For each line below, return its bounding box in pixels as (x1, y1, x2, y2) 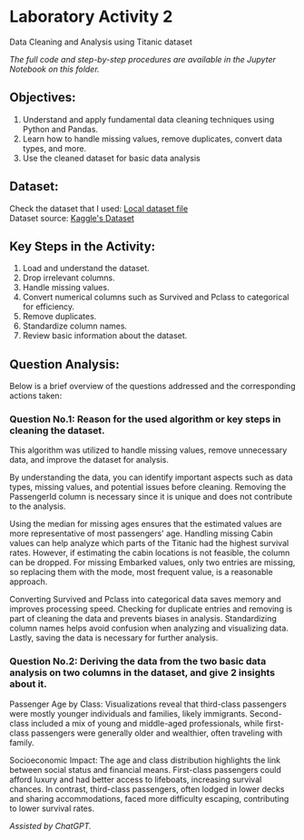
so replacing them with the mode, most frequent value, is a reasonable (9, 567, 274, 578)
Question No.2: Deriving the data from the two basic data (9, 655, 267, 668)
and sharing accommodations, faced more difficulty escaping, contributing (9, 793, 289, 804)
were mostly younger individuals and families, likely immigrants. (9, 708, 248, 718)
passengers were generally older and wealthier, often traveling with (30, 728, 283, 738)
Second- (249, 708, 283, 718)
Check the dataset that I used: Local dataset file (9, 202, 189, 214)
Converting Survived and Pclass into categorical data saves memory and (9, 594, 281, 605)
